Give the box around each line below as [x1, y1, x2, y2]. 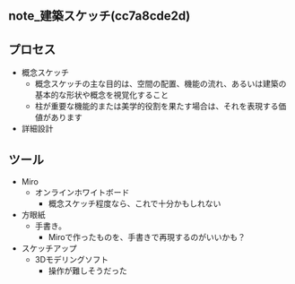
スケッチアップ [21, 243, 77, 254]
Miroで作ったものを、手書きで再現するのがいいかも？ [48, 232, 246, 243]
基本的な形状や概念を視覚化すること [34, 90, 169, 100]
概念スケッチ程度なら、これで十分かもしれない [48, 198, 221, 209]
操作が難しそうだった [48, 265, 127, 276]
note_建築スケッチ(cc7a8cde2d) [8, 8, 191, 24]
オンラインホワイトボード [34, 187, 130, 198]
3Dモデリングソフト [34, 254, 109, 265]
